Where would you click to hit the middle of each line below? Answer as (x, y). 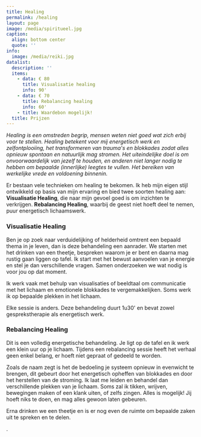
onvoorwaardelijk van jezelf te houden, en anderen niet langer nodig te (94, 161)
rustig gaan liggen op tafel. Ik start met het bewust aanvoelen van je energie (100, 259)
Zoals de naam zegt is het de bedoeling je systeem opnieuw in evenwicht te (100, 367)
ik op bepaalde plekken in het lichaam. (54, 296)
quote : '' (24, 46)
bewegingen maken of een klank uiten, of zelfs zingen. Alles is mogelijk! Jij (99, 392)
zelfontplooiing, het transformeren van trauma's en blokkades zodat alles (97, 148)
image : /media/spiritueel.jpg (44, 29)
